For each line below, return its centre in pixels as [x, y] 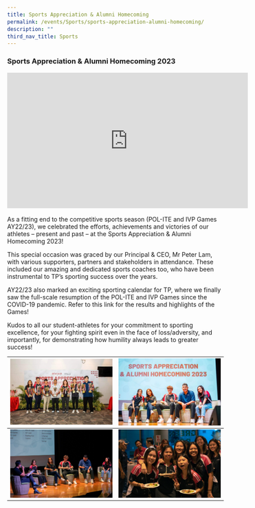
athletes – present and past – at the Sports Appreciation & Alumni [99, 233]
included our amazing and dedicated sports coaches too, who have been [111, 269]
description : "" [30, 29]
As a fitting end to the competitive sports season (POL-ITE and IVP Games [112, 219]
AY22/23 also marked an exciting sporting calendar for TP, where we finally [114, 290]
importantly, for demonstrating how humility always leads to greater [103, 339]
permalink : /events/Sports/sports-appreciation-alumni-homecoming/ [106, 22]
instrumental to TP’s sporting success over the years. [82, 276]
